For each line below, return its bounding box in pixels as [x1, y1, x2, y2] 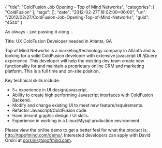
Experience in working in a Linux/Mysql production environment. [12, 118, 141, 123]
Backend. [12, 97, 31, 103]
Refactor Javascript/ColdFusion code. [12, 107, 88, 113]
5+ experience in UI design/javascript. [12, 87, 88, 92]
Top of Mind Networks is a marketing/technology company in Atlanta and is [5, 48, 156, 53]
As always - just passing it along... [5, 29, 74, 34]
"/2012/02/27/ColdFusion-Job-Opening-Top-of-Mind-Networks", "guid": [5, 15, 150, 20]
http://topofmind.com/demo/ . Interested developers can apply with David [5, 133, 151, 138]
